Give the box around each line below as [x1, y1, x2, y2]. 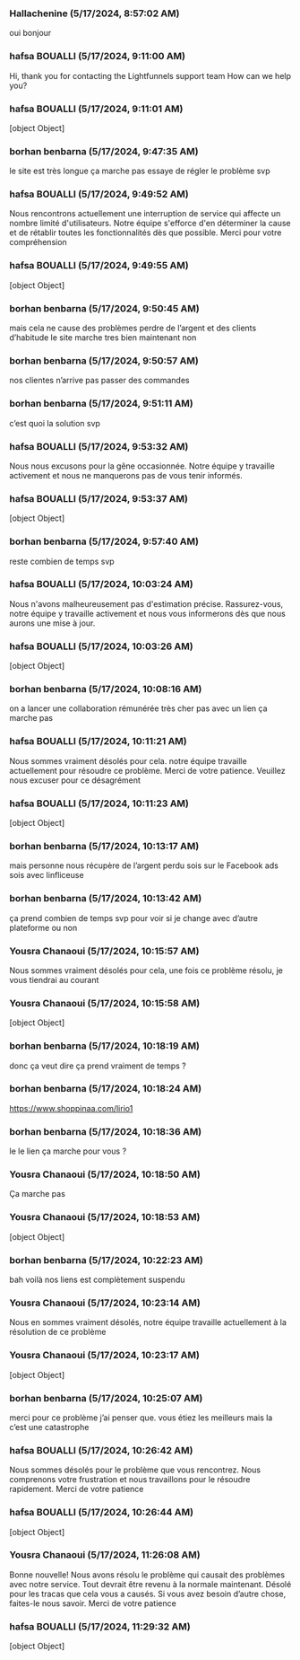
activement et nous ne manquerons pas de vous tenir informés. [9, 470, 244, 480]
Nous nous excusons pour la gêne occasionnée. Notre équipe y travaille [9, 461, 275, 471]
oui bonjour [9, 28, 52, 39]
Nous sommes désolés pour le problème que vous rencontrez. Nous [9, 1464, 261, 1475]
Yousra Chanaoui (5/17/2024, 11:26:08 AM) [9, 1549, 201, 1561]
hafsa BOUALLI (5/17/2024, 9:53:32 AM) [9, 440, 189, 452]
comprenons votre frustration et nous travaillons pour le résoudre [9, 1474, 251, 1485]
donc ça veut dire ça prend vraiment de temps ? [9, 1060, 186, 1071]
